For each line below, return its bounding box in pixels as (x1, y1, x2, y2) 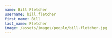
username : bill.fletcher (4, 12, 56, 17)
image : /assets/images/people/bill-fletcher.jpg (4, 26, 108, 31)
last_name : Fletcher (4, 21, 48, 26)
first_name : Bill (4, 16, 41, 21)
